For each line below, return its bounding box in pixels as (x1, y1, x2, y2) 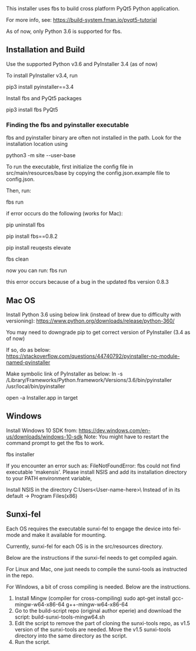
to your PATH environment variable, (6, 474, 92, 481)
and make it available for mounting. (21, 531, 107, 538)
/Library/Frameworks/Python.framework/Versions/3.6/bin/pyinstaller (6, 376, 172, 383)
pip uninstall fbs (6, 221, 45, 228)
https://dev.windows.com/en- (78, 427, 151, 434)
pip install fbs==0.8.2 (6, 232, 58, 240)
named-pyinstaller (6, 358, 51, 366)
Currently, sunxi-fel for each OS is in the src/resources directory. (6, 543, 164, 550)
